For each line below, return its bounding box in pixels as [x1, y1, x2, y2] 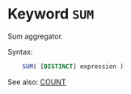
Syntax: [7, 47, 33, 56]
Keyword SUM [7, 5, 95, 23]
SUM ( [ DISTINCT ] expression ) [22, 62, 125, 71]
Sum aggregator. [7, 31, 64, 41]
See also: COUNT [7, 77, 66, 87]
